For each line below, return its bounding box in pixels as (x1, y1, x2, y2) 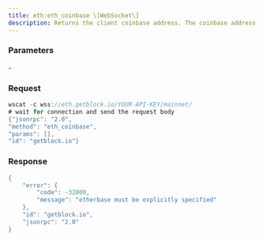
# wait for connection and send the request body (8, 107, 175, 115)
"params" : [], (8, 130, 55, 138)
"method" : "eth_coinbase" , (8, 122, 97, 130)
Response (8, 156, 47, 167)
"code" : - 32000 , (36, 189, 90, 197)
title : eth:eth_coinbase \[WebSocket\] (8, 11, 140, 20)
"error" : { (22, 181, 58, 190)
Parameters (8, 45, 54, 56)
